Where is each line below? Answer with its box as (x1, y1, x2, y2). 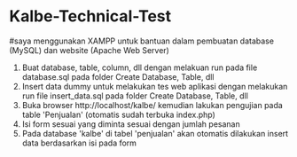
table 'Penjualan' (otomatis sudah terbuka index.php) (21, 109, 215, 120)
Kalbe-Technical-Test (9, 6, 172, 27)
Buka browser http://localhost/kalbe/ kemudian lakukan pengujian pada (21, 99, 284, 110)
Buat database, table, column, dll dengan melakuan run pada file (21, 62, 258, 73)
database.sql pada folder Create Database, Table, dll (21, 71, 215, 82)
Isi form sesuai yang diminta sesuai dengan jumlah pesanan (21, 118, 241, 130)
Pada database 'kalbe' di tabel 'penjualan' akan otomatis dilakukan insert (21, 128, 289, 138)
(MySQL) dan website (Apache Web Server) (9, 44, 170, 55)
